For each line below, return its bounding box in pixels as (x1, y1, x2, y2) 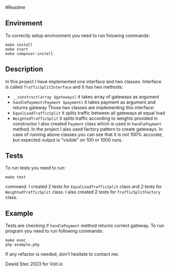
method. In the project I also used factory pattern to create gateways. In (12, 126, 163, 132)
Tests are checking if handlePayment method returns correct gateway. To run (5, 223, 164, 229)
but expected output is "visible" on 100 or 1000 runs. (12, 137, 123, 143)
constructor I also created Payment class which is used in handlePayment (12, 120, 162, 126)
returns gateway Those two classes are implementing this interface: (12, 104, 155, 111)
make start (5, 47, 28, 52)
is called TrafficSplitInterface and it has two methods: (5, 84, 123, 90)
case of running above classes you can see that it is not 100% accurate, (12, 131, 163, 138)
